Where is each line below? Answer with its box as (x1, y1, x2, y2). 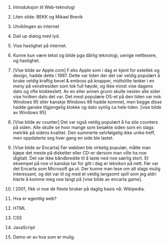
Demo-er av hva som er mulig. (12, 234, 75, 240)
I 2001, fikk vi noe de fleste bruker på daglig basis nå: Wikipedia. (12, 186, 145, 192)
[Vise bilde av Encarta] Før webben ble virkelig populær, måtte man (12, 145, 151, 151)
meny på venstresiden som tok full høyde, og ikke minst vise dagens (12, 83, 153, 89)
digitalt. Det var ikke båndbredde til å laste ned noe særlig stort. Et (12, 155, 149, 161)
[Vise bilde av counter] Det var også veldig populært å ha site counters (12, 119, 158, 125)
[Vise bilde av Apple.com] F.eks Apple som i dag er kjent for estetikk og (12, 67, 160, 73)
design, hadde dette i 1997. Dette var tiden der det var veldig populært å (12, 73, 161, 79)
